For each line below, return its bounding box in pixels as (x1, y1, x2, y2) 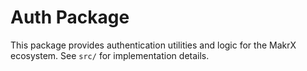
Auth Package (10, 6, 130, 29)
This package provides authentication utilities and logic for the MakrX (10, 39, 297, 51)
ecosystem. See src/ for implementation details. (10, 49, 210, 61)
